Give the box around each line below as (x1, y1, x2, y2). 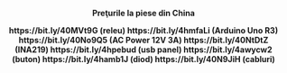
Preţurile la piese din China (92, 8, 195, 18)
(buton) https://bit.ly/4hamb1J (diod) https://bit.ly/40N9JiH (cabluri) (11, 54, 276, 64)
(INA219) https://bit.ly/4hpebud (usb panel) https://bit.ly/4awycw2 (14, 44, 273, 55)
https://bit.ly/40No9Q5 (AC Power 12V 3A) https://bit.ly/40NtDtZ (18, 35, 269, 45)
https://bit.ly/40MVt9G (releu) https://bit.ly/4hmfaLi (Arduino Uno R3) (8, 25, 279, 35)
